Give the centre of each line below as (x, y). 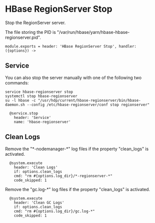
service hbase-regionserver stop (39, 92)
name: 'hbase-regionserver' (42, 122)
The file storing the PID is (31, 32)
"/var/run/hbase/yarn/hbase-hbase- (93, 32)
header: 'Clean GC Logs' (39, 202)
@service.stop (24, 113)
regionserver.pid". (23, 37)
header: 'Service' (33, 117)
